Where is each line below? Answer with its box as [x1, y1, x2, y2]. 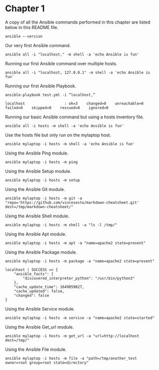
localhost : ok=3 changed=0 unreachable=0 [5, 101, 144, 106]
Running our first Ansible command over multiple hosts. [5, 60, 118, 66]
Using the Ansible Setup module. [5, 168, 72, 174]
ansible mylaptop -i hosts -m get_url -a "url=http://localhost [5, 333, 139, 339]
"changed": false [14, 293, 50, 298]
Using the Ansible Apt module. [5, 231, 67, 237]
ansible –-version [5, 34, 43, 39]
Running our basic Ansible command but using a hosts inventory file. [5, 114, 144, 120]
